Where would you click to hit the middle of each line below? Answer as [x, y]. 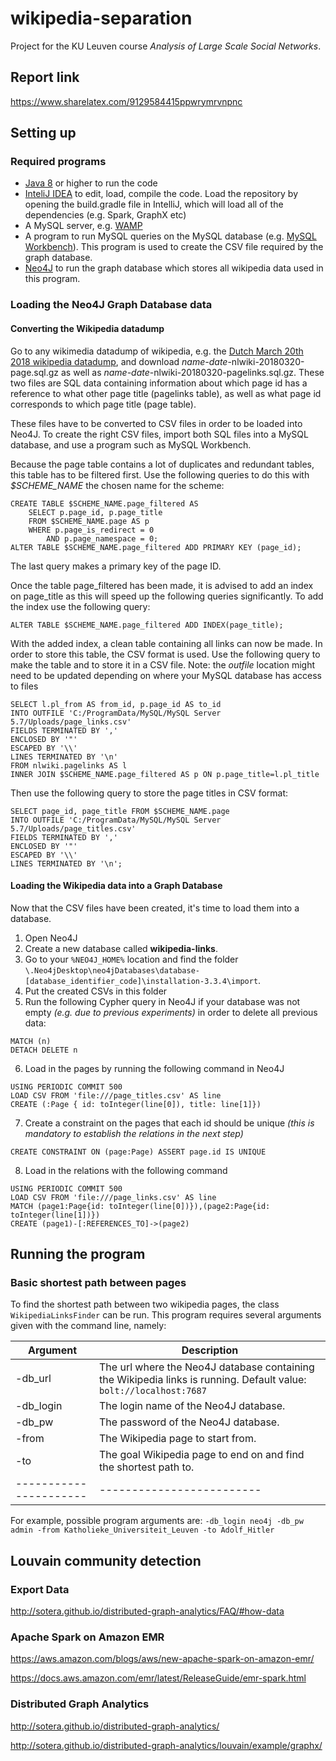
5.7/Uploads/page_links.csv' [71, 722]
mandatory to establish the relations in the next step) [134, 1133]
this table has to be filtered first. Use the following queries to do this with [160, 474]
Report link [45, 77]
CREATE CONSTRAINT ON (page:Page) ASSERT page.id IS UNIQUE [138, 1152]
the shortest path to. [147, 1467]
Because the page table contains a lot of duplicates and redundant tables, [162, 464]
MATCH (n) [31, 1041]
